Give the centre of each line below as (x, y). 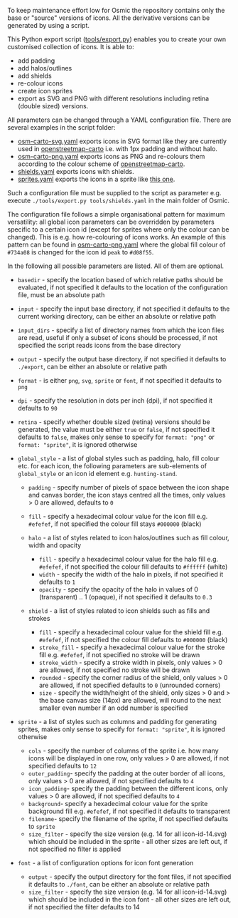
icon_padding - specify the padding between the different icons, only (128, 788)
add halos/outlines (45, 68)
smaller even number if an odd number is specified (113, 708)
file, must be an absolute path (61, 295)
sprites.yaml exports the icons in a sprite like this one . (96, 179)
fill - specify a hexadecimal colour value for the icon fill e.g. (118, 516)
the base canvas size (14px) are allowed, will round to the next (130, 700)
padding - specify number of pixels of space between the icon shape (129, 487)
